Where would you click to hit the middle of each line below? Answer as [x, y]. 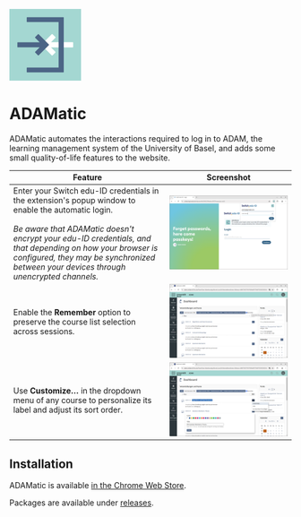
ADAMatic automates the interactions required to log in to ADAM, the [136, 138]
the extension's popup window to [74, 200]
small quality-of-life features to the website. [90, 158]
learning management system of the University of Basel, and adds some [142, 148]
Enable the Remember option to [72, 312]
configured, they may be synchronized [84, 257]
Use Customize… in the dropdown [77, 391]
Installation [41, 464]
